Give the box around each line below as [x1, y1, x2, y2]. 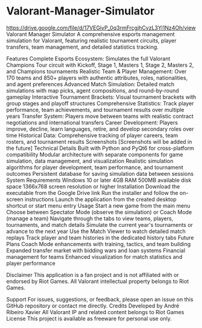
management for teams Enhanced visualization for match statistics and [6, 253, 183, 260]
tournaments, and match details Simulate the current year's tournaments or [6, 221, 193, 228]
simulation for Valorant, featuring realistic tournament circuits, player [6, 37, 177, 44]
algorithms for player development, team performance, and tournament [6, 164, 184, 171]
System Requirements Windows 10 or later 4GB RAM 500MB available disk [6, 176, 192, 184]
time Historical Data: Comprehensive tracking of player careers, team [6, 131, 178, 139]
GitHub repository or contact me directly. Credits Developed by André [6, 302, 180, 309]
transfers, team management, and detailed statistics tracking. [6, 43, 159, 51]
